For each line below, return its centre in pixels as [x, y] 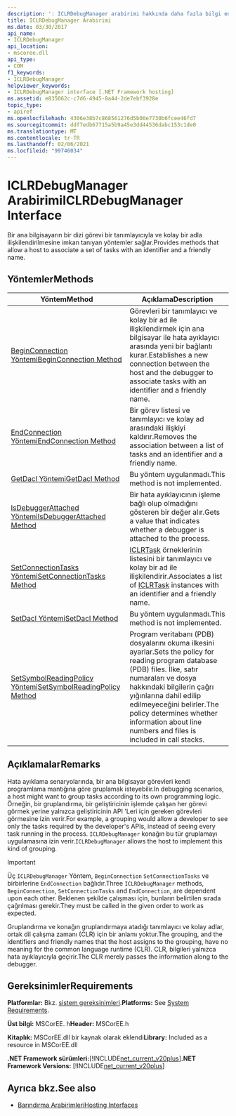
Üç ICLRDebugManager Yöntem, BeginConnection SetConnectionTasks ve [108, 876]
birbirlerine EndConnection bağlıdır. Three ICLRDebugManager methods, [106, 883]
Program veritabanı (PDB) [172, 634]
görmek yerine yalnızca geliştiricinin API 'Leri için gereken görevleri [105, 811]
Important [21, 862]
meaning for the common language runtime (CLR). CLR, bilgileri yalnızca [112, 949]
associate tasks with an [168, 381]
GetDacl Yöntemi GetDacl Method [65, 478]
